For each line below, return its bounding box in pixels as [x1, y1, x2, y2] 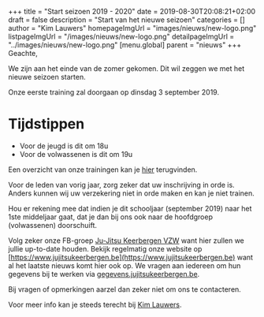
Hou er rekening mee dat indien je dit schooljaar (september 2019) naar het [8, 203, 252, 213]
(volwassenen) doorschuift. [8, 220, 97, 229]
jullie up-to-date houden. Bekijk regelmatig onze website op [8, 244, 203, 253]
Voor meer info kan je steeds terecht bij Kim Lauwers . [8, 300, 183, 309]
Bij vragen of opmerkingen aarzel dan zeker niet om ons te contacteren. [8, 284, 242, 294]
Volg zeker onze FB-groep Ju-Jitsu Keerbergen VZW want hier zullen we [8, 236, 244, 245]
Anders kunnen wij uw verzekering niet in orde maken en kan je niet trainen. [8, 188, 255, 198]
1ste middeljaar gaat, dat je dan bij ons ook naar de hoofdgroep [8, 212, 213, 222]
